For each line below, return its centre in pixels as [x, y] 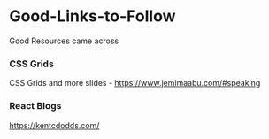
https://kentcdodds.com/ [54, 125]
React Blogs [35, 106]
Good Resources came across [64, 41]
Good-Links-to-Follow [92, 16]
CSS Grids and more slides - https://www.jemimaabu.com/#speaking [135, 83]
